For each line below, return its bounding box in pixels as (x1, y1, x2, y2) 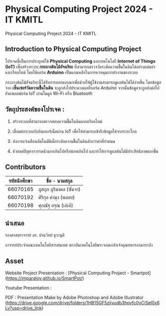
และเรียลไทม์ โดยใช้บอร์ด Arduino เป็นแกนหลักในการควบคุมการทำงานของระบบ (5, 69, 138, 75)
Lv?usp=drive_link (5, 305, 42, 311)
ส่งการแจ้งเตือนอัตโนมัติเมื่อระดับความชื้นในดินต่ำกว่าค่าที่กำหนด (12, 138, 115, 144)
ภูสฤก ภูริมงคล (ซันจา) (38, 186, 81, 193)
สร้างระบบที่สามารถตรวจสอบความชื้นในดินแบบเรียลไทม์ (12, 118, 103, 124)
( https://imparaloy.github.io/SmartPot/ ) (5, 275, 84, 281)
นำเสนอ (5, 219, 25, 227)
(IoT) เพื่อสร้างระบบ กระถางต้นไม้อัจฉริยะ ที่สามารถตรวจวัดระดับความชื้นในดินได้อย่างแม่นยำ (5, 64, 155, 70)
